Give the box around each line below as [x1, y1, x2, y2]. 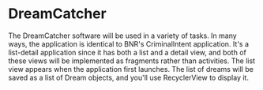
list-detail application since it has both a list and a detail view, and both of [8, 47, 246, 57]
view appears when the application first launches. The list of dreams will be [8, 64, 254, 73]
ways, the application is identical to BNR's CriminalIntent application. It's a [8, 39, 250, 48]
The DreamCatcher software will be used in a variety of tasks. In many [8, 31, 237, 40]
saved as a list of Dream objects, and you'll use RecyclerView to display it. [8, 73, 249, 82]
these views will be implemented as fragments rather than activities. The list [8, 56, 255, 66]
